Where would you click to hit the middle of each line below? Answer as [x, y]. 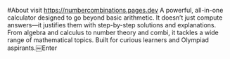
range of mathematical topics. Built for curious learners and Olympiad [108, 40]
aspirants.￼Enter [32, 48]
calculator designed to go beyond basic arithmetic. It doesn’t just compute [115, 18]
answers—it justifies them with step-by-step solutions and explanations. [112, 25]
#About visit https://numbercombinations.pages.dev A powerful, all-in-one [115, 10]
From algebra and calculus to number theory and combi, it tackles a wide [113, 32]
